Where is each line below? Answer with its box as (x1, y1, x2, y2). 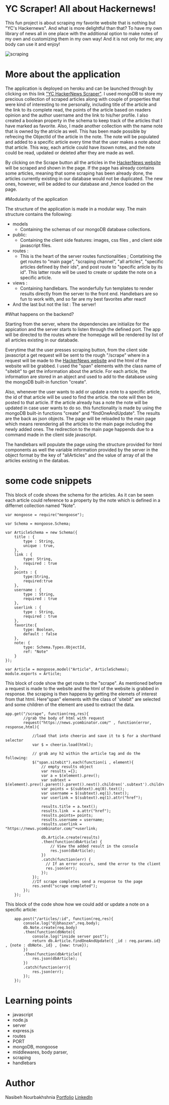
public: (12, 232, 27, 238)
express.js (12, 1027, 34, 1033)
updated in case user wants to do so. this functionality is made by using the (5, 405, 162, 411)
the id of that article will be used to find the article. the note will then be (5, 394, 153, 400)
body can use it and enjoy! (5, 41, 60, 47)
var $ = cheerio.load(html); (32, 742, 94, 747)
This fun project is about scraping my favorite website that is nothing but (5, 20, 156, 26)
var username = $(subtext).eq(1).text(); (41, 791, 129, 796)
